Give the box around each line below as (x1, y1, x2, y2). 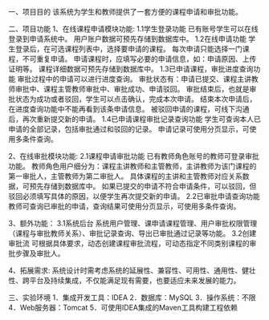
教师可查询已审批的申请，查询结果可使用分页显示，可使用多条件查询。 (8, 201, 241, 211)
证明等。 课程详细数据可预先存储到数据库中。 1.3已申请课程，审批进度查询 (8, 64, 254, 74)
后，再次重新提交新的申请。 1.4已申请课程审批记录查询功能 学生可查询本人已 (8, 115, 261, 124)
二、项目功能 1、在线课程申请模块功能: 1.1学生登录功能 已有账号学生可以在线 (8, 24, 259, 34)
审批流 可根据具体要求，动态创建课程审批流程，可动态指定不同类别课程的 (8, 239, 250, 248)
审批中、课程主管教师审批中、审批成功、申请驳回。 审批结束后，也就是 (14, 84, 250, 94)
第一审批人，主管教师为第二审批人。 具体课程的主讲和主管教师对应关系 (8, 172, 243, 180)
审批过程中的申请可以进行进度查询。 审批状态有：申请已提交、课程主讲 (17, 75, 251, 83)
